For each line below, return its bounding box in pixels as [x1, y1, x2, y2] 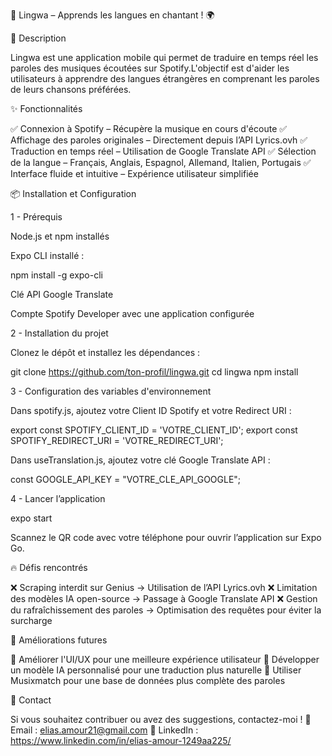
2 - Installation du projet [10, 327, 109, 339]
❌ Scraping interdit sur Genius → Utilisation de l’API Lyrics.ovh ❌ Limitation [10, 582, 318, 593]
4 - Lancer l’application [10, 493, 106, 504]
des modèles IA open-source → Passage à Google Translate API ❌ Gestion [10, 593, 318, 604]
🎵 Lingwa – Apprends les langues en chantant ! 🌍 [10, 9, 215, 21]
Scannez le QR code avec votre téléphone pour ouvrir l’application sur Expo [10, 532, 322, 543]
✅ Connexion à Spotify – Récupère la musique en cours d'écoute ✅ [10, 123, 288, 134]
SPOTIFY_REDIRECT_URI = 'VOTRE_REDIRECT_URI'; [10, 435, 224, 446]
